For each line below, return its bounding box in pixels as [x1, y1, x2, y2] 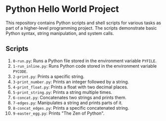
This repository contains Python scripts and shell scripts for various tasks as [5, 20, 161, 26]
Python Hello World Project [5, 3, 119, 15]
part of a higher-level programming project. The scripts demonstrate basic [5, 25, 157, 31]
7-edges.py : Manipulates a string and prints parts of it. [12, 100, 123, 106]
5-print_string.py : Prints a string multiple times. [12, 89, 113, 95]
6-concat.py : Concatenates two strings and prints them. [12, 94, 126, 100]
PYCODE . [12, 68, 28, 74]
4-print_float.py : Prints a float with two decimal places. [12, 84, 128, 90]
